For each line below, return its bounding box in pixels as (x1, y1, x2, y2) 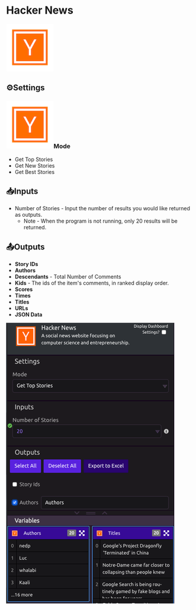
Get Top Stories (14, 156, 53, 163)
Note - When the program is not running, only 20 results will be (23, 217, 178, 225)
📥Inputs (6, 187, 38, 197)
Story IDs (14, 261, 38, 268)
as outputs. (14, 211, 43, 219)
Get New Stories (14, 162, 55, 169)
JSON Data (14, 311, 43, 318)
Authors (14, 267, 36, 274)
